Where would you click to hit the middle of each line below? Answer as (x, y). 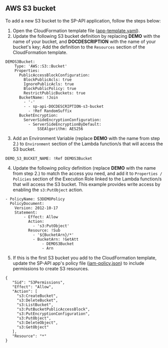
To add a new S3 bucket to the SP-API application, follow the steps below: (83, 20)
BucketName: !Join (38, 97)
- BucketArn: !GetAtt (56, 239)
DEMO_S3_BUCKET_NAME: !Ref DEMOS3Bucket (49, 158)
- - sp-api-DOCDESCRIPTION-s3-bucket (64, 106)
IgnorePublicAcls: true (49, 84)
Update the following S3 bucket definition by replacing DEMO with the (86, 36)
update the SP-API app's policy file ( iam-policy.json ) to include (78, 263)
